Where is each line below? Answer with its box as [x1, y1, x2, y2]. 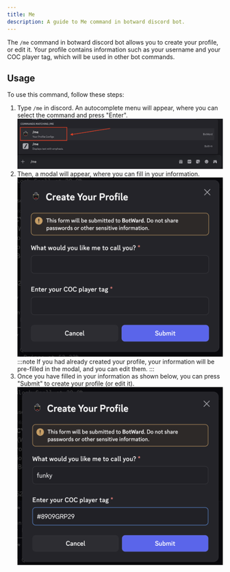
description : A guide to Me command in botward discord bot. [7, 18, 186, 25]
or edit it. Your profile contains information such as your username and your [7, 45, 221, 53]
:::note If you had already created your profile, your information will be [16, 357, 215, 366]
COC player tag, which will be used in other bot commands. [7, 52, 175, 61]
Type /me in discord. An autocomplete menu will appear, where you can [16, 104, 218, 112]
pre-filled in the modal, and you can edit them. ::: [16, 365, 155, 373]
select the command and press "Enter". [16, 111, 128, 119]
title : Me [7, 11, 36, 18]
